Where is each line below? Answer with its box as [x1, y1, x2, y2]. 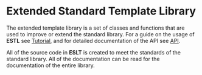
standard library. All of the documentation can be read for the [6, 55, 160, 62]
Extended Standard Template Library [6, 4, 197, 18]
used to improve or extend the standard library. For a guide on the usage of [6, 30, 195, 37]
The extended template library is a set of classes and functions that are [6, 24, 185, 31]
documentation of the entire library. [6, 62, 96, 69]
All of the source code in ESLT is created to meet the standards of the [6, 48, 181, 56]
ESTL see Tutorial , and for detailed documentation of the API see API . [6, 37, 181, 44]
